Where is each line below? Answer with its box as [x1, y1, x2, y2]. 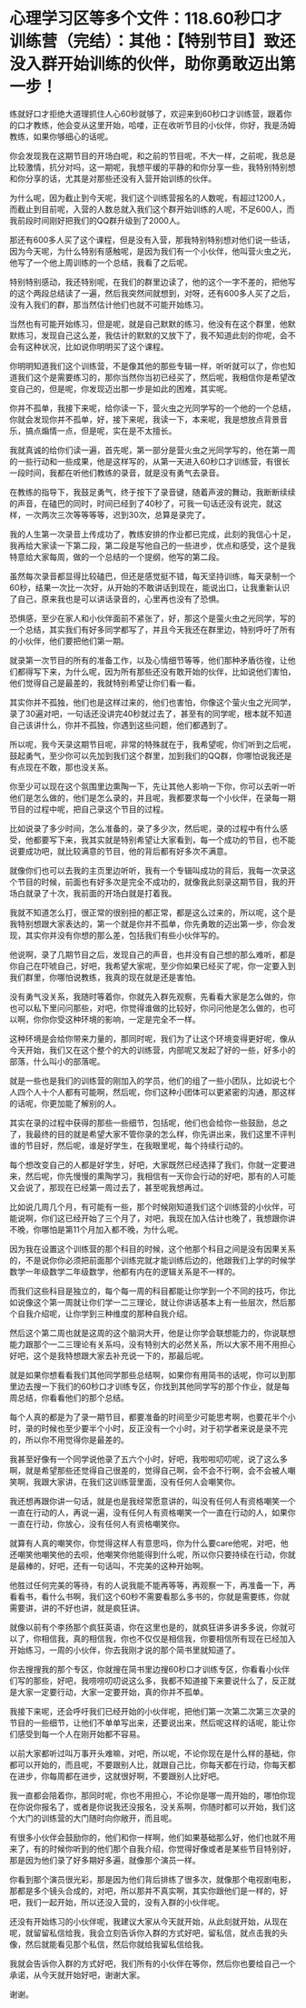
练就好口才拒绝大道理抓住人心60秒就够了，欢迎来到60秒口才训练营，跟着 [9, 108, 284, 119]
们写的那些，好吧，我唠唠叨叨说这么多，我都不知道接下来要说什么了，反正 [9, 1674, 288, 1686]
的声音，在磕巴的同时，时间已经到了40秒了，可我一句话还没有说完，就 [9, 497, 274, 509]
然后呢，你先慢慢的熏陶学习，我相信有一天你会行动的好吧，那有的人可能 [25, 1170, 296, 1182]
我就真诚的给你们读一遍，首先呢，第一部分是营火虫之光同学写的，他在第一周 [9, 445, 296, 455]
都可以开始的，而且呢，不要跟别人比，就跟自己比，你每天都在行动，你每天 [9, 1759, 288, 1770]
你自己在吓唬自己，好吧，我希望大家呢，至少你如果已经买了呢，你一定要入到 [9, 960, 296, 971]
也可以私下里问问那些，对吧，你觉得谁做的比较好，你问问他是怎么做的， [9, 1002, 280, 1014]
